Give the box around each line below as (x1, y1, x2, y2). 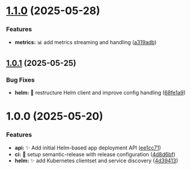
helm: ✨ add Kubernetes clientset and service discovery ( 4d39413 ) (14, 157, 178, 164)
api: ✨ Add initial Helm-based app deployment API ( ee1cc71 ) (14, 144, 162, 151)
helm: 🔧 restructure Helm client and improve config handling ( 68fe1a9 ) (14, 89, 186, 96)
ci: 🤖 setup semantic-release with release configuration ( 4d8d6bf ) (14, 151, 176, 158)
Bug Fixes (6, 75, 35, 84)
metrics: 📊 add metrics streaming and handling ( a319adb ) (14, 39, 157, 46)
